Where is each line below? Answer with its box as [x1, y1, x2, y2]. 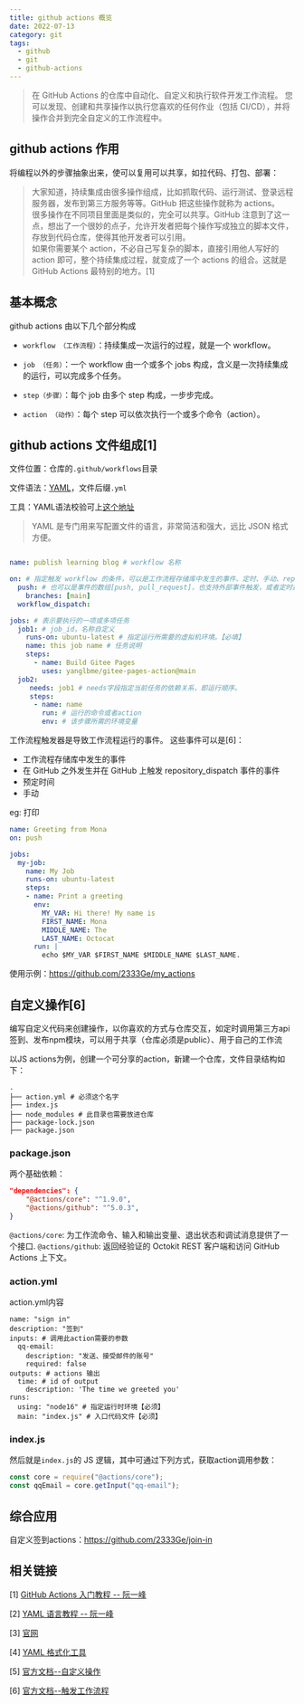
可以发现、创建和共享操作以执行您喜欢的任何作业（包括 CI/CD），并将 [31, 100, 291, 111]
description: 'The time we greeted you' [25, 1385, 180, 1395]
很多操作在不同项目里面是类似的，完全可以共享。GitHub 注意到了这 [31, 209, 282, 220]
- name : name [33, 700, 83, 709]
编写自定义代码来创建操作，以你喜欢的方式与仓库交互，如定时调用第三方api [9, 1023, 290, 1033]
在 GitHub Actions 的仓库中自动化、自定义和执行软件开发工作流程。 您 [31, 90, 293, 100]
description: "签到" [9, 1325, 84, 1334]
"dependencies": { [9, 1186, 79, 1195]
